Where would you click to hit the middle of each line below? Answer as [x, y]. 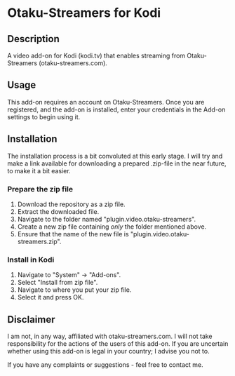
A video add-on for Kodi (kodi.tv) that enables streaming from [96, 55]
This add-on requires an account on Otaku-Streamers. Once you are [106, 102]
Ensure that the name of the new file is [73, 234]
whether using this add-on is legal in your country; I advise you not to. [108, 351]
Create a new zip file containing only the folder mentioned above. [112, 227]
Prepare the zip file [40, 189]
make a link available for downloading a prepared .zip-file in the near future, [117, 163]
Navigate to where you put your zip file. [74, 290]
